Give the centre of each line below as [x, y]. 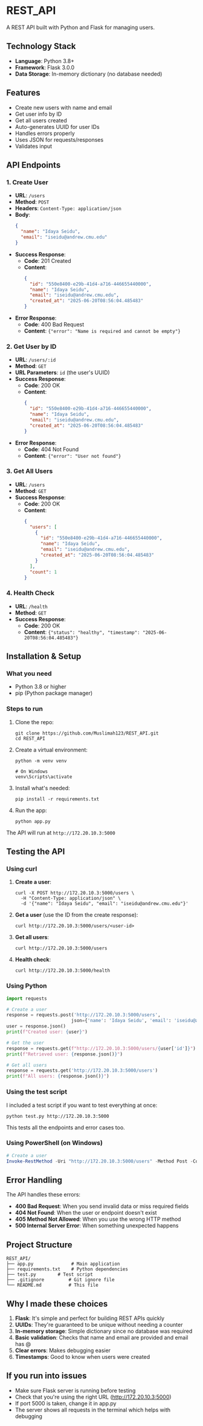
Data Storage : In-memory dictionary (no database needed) [89, 74]
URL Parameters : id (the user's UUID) [62, 372]
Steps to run [25, 709]
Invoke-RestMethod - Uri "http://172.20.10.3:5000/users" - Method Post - [100, 1161]
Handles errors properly [45, 133]
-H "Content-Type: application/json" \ [71, 899]
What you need [29, 674]
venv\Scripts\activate [43, 777]
